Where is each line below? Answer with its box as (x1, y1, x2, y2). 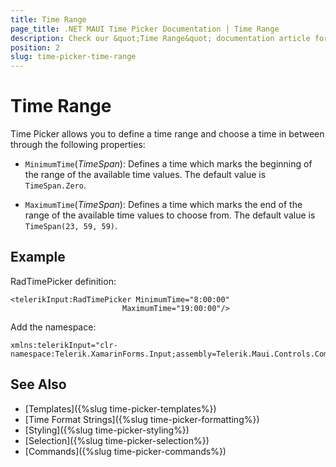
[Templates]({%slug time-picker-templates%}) (24, 402, 217, 415)
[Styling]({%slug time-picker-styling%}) (24, 424, 190, 436)
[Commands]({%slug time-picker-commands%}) (24, 445, 227, 457)
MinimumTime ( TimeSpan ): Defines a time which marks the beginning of (24, 158, 313, 170)
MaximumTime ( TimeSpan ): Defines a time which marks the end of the (24, 199, 303, 211)
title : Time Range (10, 14, 87, 25)
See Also (10, 376, 67, 393)
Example (10, 249, 66, 266)
